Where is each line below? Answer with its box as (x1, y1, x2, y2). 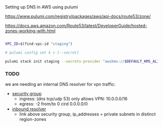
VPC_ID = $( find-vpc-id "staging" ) (5, 42, 73, 46)
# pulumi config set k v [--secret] (5, 50, 79, 55)
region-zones (19, 116, 47, 122)
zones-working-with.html (5, 28, 56, 33)
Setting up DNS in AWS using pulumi (5, 4, 79, 10)
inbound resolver (12, 106, 46, 112)
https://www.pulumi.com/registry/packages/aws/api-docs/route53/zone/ (5, 14, 151, 19)
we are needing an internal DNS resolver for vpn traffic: (5, 81, 115, 87)
